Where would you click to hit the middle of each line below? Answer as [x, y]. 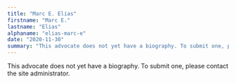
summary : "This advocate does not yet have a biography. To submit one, [116, 46]
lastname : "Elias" [34, 27]
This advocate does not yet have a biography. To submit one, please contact [118, 66]
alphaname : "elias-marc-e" [47, 33]
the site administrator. [39, 73]
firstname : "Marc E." [39, 20]
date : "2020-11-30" [36, 40]
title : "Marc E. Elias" [42, 14]
